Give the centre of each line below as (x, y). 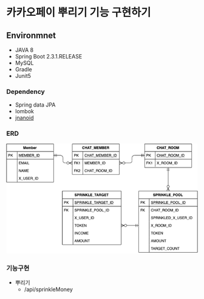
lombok (25, 111)
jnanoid (24, 118)
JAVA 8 (24, 50)
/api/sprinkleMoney (48, 289)
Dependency (26, 91)
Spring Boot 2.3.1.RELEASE (49, 56)
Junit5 (23, 76)
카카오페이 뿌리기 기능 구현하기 (79, 12)
